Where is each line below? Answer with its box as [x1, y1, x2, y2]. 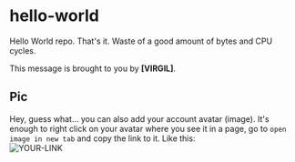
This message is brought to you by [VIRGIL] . [9, 63, 176, 74]
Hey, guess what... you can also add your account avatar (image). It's [9, 113, 270, 124]
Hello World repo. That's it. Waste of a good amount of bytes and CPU [9, 35, 273, 46]
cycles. [9, 45, 36, 56]
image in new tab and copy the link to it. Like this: [9, 133, 196, 144]
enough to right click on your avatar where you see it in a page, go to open [9, 123, 287, 134]
